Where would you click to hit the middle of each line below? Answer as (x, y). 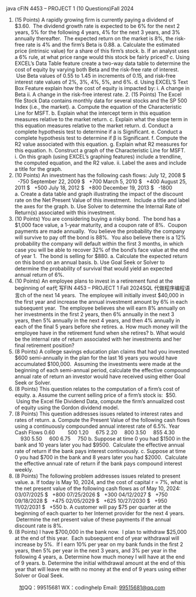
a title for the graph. (38, 169)
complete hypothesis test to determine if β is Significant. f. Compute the (101, 138)
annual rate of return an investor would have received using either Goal (100, 376)
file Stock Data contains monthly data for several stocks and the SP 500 (101, 101)
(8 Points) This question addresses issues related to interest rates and (99, 414)
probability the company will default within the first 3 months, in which (99, 243)
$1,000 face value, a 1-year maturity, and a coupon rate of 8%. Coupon (101, 225)
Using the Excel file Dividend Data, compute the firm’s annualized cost (100, 401)
